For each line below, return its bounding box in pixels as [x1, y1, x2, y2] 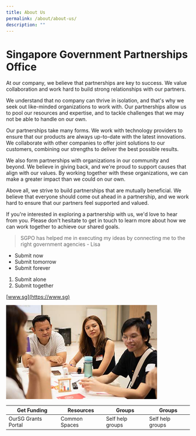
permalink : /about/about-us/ [6, 15, 77, 22]
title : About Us [6, 9, 45, 15]
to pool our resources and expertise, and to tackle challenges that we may [6, 109, 184, 116]
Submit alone [14, 276, 47, 283]
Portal [8, 421, 23, 428]
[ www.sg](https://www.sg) [6, 293, 70, 301]
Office [6, 60, 37, 73]
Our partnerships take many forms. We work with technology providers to [6, 127, 183, 134]
